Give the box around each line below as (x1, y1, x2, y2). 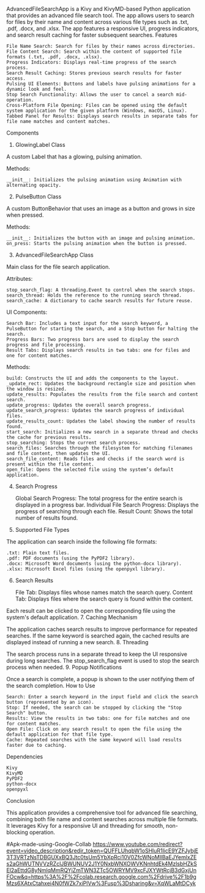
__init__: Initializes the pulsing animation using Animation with (6, 177, 182, 183)
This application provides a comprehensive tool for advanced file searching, (6, 809, 198, 816)
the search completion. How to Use (6, 682, 95, 689)
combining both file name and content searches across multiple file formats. (6, 816, 199, 822)
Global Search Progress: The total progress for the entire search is (15, 494, 183, 502)
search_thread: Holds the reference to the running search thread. (6, 292, 182, 298)
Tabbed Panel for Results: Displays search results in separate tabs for (6, 113, 199, 119)
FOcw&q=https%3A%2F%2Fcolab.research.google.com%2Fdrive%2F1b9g (6, 873, 197, 880)
